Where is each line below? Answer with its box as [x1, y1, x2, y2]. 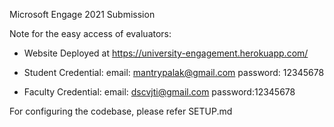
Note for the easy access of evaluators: [9, 28, 172, 39]
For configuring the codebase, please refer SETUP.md [9, 105, 233, 117]
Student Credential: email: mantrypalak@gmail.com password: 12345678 [23, 67, 325, 78]
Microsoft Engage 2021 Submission [9, 9, 156, 20]
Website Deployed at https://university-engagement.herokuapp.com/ [23, 47, 309, 59]
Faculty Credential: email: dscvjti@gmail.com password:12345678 [23, 86, 296, 98]
